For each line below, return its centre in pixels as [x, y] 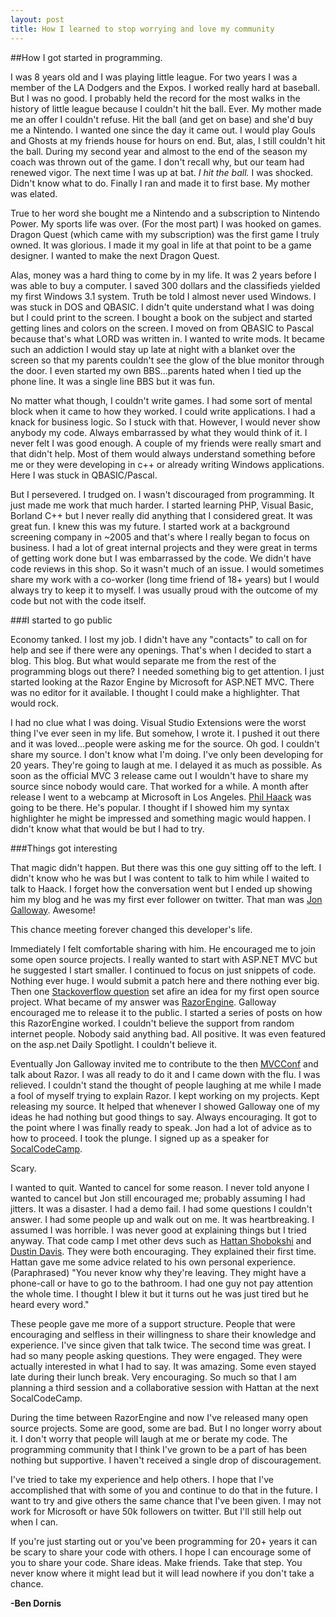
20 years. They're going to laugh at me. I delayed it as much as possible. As [166, 765]
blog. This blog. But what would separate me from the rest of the [143, 660]
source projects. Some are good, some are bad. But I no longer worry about [166, 1428]
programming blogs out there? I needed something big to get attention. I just [167, 671]
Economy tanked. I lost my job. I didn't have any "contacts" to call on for [159, 639]
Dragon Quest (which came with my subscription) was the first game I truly [165, 234]
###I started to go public [61, 620]
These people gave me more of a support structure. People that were [153, 1323]
